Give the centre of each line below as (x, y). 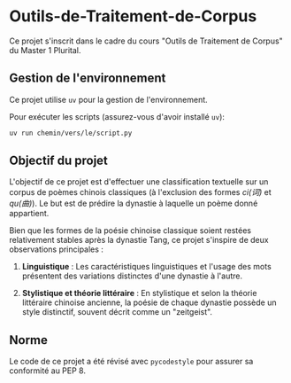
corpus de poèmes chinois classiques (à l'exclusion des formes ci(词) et (140, 192)
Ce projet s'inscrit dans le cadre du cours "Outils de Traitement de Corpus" (146, 41)
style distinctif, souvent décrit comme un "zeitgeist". (117, 312)
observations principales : (57, 249)
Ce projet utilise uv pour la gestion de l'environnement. (108, 99)
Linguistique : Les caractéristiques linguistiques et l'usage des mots (146, 267)
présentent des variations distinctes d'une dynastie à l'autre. (132, 276)
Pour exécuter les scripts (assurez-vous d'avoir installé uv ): (117, 116)
